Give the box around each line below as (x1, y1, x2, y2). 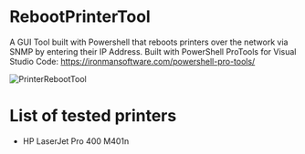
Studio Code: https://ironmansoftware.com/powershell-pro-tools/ (9, 56, 256, 67)
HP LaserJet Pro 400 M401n (22, 135, 130, 147)
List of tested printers (9, 106, 177, 127)
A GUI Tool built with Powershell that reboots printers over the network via (9, 36, 289, 47)
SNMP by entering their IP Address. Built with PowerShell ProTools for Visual (9, 46, 297, 56)
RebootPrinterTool (9, 6, 151, 27)
